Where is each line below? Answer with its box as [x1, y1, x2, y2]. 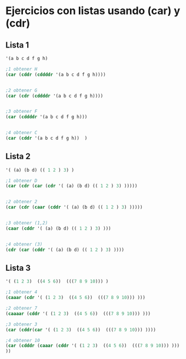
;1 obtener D [5, 177, 38, 183]
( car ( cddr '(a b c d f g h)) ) [5, 135, 88, 141]
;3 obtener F [5, 109, 38, 115]
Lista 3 [5, 263, 31, 273]
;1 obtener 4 [5, 289, 38, 295]
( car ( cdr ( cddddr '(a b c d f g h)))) [5, 93, 104, 99]
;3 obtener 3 [5, 321, 38, 327]
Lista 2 [5, 152, 31, 162]
